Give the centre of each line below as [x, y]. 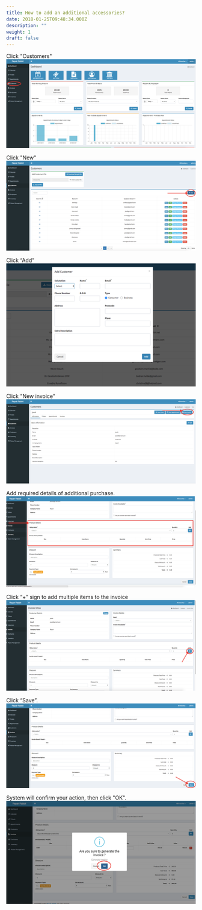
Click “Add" [20, 260]
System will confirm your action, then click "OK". [66, 798]
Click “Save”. [22, 700]
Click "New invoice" [31, 396]
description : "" [26, 25]
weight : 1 [19, 32]
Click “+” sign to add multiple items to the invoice [67, 597]
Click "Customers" [29, 56]
